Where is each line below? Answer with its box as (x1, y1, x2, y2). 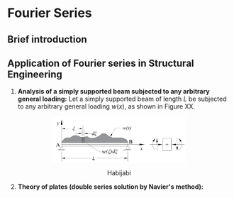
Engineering (7, 68, 62, 80)
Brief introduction (7, 33, 87, 45)
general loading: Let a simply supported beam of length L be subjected (17, 94, 227, 104)
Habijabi (107, 168, 131, 177)
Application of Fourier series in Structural (7, 57, 194, 69)
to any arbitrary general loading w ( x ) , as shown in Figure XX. (17, 102, 196, 111)
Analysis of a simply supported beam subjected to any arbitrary (17, 87, 211, 96)
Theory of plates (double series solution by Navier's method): (17, 182, 204, 191)
